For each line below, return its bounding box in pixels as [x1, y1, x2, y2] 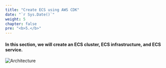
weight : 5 [5, 16, 26, 21]
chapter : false [5, 21, 37, 26]
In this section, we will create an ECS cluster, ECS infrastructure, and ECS [5, 41, 161, 47]
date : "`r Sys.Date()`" [5, 12, 55, 17]
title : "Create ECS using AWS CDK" [5, 7, 80, 12]
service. [5, 46, 23, 52]
